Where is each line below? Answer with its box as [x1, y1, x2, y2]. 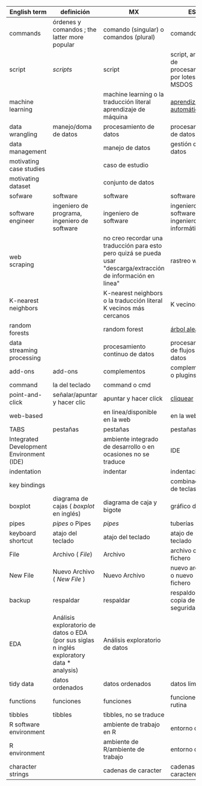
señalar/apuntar [52, 391, 98, 399]
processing [9, 354, 41, 362]
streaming [9, 346, 38, 354]
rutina [170, 701, 188, 709]
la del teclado [52, 381, 91, 389]
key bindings [9, 481, 46, 489]
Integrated [9, 435, 39, 443]
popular [52, 40, 75, 49]
